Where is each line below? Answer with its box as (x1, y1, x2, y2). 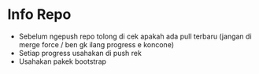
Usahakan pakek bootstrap (18, 57, 107, 66)
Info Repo (7, 6, 72, 24)
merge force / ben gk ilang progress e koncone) (18, 39, 175, 49)
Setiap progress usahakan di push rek (18, 48, 142, 57)
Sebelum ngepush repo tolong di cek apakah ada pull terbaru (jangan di (18, 31, 253, 41)
